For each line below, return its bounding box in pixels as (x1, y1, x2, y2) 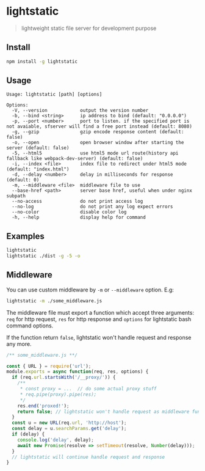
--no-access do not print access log (12, 199, 143, 205)
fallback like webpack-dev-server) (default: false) (6, 156, 143, 162)
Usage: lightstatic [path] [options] (6, 92, 103, 98)
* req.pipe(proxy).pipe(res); (20, 391, 97, 398)
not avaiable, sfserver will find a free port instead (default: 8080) (6, 123, 192, 130)
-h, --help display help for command (12, 214, 146, 221)
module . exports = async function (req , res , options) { (6, 368, 149, 375)
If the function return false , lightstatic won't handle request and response (6, 334, 192, 341)
